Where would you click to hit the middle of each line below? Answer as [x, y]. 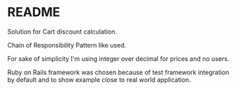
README [34, 12]
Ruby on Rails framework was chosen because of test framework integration [118, 72]
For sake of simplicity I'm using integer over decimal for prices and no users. [118, 58]
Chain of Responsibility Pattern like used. [67, 45]
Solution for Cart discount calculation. [62, 31]
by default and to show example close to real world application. [99, 79]
